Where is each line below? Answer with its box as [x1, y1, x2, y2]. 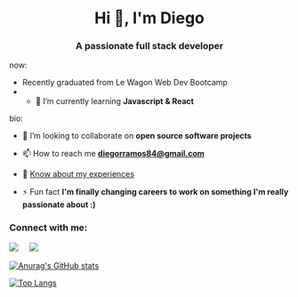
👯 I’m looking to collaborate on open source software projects [21, 131, 252, 141]
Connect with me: [9, 221, 88, 234]
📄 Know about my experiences [21, 169, 135, 180]
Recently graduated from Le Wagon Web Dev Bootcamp [21, 77, 229, 88]
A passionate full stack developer [75, 40, 224, 52]
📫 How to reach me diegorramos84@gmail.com [21, 148, 205, 159]
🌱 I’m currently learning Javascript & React [35, 96, 194, 107]
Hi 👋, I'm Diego [94, 8, 205, 28]
